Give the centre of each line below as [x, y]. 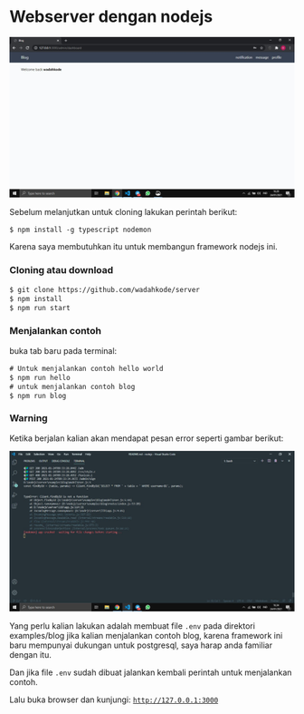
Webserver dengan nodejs [111, 17]
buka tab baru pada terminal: [63, 350]
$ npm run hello [40, 377]
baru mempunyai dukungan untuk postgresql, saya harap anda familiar [141, 645]
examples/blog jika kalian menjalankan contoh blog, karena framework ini [146, 635]
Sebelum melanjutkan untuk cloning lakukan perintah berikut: [123, 211]
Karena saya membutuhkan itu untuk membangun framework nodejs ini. [143, 246]
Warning [28, 418]
